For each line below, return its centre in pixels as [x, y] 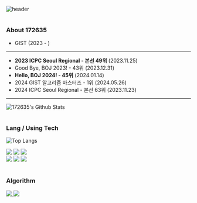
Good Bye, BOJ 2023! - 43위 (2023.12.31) [64, 68]
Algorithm [21, 181]
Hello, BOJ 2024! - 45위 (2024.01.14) [59, 75]
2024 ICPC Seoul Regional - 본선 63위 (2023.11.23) [75, 90]
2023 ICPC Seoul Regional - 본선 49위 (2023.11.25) [76, 60]
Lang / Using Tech [32, 128]
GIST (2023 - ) [32, 43]
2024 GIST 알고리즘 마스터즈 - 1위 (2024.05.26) [71, 82]
